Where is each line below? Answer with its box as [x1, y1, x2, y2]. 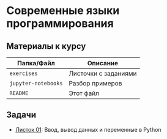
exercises [9, 70, 38, 77]
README [9, 90, 29, 96]
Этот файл [69, 89, 100, 98]
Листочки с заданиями [69, 69, 137, 77]
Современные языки [6, 4, 120, 18]
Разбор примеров [69, 79, 122, 87]
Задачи [6, 110, 37, 120]
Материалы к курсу [6, 41, 86, 51]
